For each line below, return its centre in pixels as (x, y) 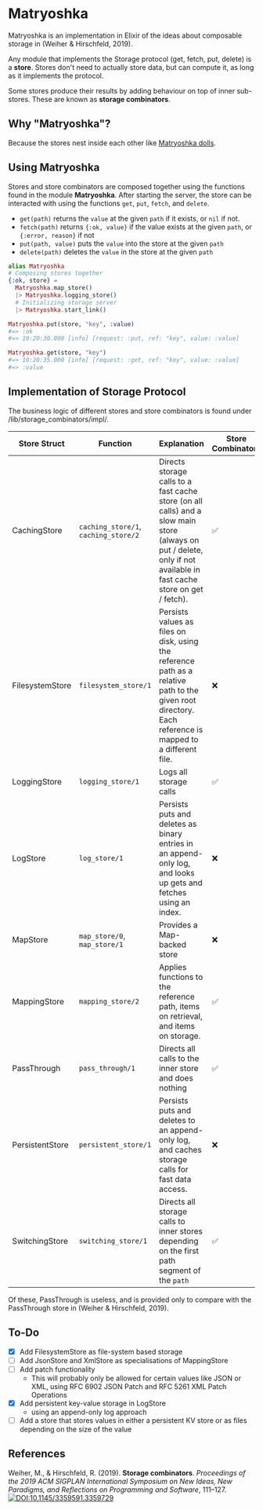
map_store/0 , (102, 935)
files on (173, 631)
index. (170, 912)
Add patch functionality (57, 1369)
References (37, 1454)
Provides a (178, 925)
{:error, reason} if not (57, 235)
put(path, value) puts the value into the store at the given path (122, 243)
